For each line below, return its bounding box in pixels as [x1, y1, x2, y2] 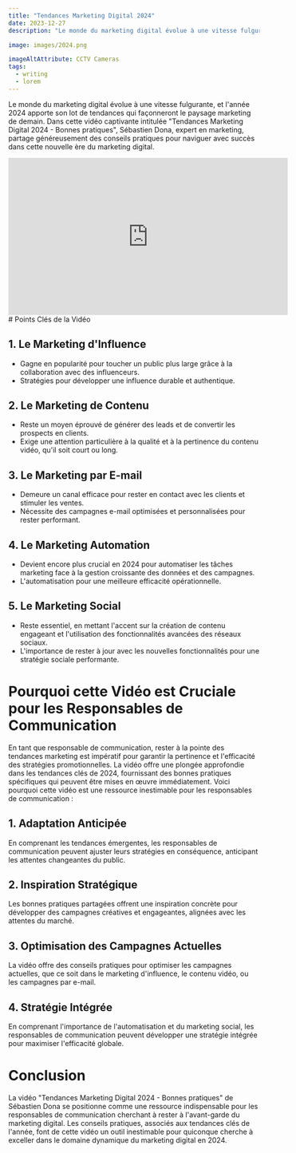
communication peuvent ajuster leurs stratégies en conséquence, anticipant [8, 847, 259, 856]
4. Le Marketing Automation [8, 538, 150, 551]
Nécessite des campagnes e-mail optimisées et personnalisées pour [19, 507, 246, 516]
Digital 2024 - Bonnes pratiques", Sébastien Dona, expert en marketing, [8, 124, 245, 134]
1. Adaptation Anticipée [8, 817, 127, 831]
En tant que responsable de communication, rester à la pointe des [8, 743, 225, 752]
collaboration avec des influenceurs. [19, 367, 140, 377]
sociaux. [19, 638, 48, 647]
